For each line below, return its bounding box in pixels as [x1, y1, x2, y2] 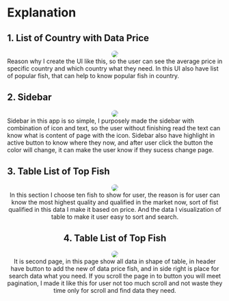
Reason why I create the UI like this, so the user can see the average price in [7, 57, 223, 65]
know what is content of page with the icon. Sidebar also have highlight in [7, 131, 215, 139]
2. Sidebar [7, 91, 52, 104]
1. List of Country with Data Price [7, 32, 149, 44]
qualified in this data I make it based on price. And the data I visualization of [8, 205, 222, 213]
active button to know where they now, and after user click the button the [7, 139, 213, 147]
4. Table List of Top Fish [63, 232, 167, 244]
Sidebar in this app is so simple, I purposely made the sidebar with [7, 117, 195, 125]
